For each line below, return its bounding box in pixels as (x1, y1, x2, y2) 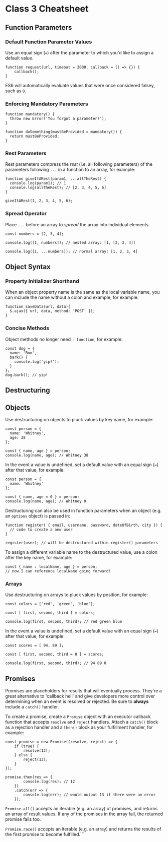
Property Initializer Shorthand (5, 278, 79, 285)
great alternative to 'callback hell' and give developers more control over (5, 693, 155, 699)
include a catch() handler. (5, 704, 59, 710)
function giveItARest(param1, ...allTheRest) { (5, 176, 107, 181)
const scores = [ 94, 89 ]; (5, 643, 64, 648)
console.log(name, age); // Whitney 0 (5, 498, 86, 504)
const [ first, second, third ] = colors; (5, 610, 95, 615)
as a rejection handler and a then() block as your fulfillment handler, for (5, 724, 153, 731)
